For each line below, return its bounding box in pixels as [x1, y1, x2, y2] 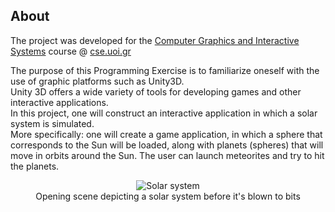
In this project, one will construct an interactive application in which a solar [10, 107, 318, 119]
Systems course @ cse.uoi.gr [10, 45, 132, 57]
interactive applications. [10, 96, 109, 108]
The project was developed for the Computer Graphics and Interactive [10, 34, 300, 46]
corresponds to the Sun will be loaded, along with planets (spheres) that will [10, 139, 324, 151]
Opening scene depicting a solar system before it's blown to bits [35, 190, 301, 202]
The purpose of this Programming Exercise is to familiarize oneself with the [10, 64, 320, 76]
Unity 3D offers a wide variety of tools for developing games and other [10, 85, 302, 98]
